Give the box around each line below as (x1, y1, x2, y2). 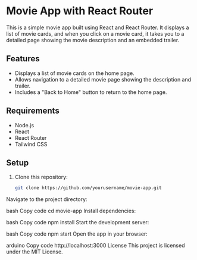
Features (6, 54, 40, 64)
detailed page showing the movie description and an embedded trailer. (6, 36, 180, 43)
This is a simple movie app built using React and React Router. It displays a (6, 24, 189, 31)
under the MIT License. (6, 248, 64, 255)
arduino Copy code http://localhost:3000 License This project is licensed (6, 242, 185, 249)
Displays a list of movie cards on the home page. (14, 70, 135, 77)
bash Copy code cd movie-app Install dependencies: (6, 207, 136, 215)
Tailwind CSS (14, 140, 48, 148)
